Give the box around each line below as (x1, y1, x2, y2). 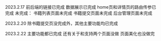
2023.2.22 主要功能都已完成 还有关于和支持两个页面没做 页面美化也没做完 (5, 31, 155, 36)
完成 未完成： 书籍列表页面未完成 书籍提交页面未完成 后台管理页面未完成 (5, 10, 153, 16)
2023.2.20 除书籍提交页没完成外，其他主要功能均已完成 (5, 21, 118, 26)
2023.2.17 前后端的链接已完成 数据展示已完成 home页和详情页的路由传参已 (5, 4, 157, 10)
